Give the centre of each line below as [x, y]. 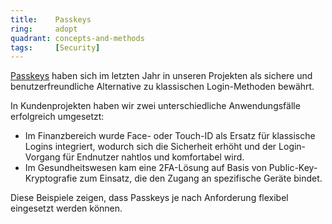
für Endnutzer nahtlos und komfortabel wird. [153, 157]
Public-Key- [293, 168]
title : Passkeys [51, 19]
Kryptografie [51, 178]
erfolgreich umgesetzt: [57, 117]
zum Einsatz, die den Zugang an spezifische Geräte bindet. [201, 178]
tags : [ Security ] [55, 47]
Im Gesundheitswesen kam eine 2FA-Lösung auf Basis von [145, 168]
